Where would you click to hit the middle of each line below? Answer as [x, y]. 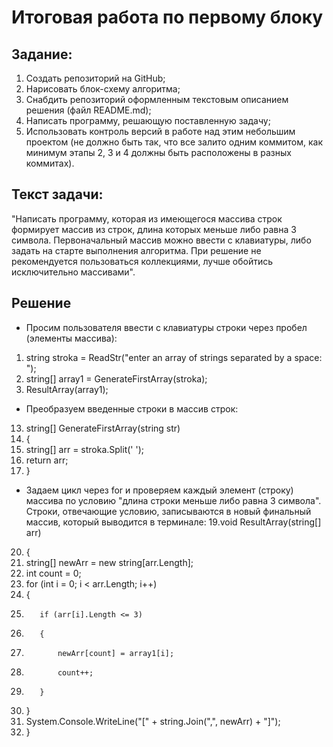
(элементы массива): [71, 338]
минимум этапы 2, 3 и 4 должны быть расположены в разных [158, 152]
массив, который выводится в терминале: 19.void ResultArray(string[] [173, 522]
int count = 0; [53, 573]
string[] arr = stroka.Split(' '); [84, 449]
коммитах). [50, 163]
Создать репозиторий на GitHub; [95, 78]
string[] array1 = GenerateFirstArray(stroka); [116, 378]
